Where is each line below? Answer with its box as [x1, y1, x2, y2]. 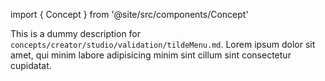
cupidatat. [10, 60, 52, 71]
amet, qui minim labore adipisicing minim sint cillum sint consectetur [10, 49, 292, 61]
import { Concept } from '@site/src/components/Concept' [10, 9, 249, 20]
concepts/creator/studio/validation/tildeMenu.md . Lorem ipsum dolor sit [10, 39, 316, 50]
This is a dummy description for [10, 28, 142, 39]
